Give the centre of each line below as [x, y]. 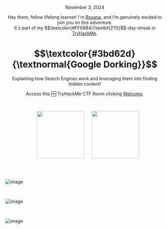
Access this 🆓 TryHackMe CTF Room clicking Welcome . [85, 94]
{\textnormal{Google [57, 65]
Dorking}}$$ [130, 65]
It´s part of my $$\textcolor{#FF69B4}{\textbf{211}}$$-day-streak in [85, 28]
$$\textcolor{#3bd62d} [85, 54]
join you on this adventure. [85, 23]
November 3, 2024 [85, 7]
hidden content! [85, 84]
